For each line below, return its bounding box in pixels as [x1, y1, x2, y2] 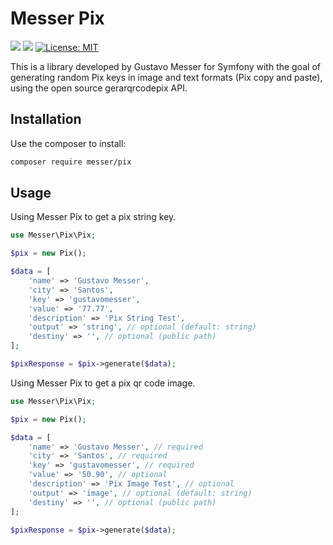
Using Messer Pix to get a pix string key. [10, 211, 177, 223]
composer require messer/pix [10, 157, 132, 167]
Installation [10, 111, 82, 128]
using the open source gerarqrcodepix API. [10, 82, 188, 94]
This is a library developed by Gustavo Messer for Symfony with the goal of [10, 60, 321, 72]
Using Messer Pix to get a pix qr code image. [10, 377, 196, 389]
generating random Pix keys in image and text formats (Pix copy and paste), [10, 71, 323, 83]
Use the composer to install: [10, 137, 127, 149]
